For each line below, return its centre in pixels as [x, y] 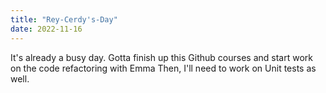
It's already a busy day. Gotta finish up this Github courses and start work [161, 57]
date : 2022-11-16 [46, 29]
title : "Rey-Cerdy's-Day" [64, 19]
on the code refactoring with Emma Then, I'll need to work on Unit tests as [163, 68]
